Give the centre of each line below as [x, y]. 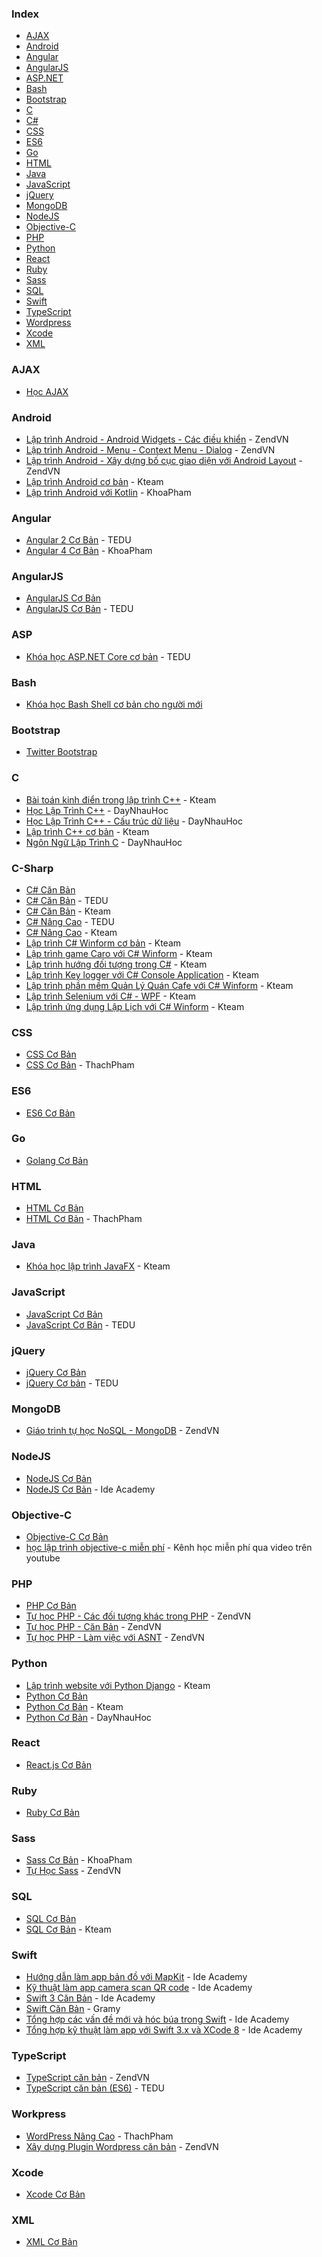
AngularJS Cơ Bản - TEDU [79, 609]
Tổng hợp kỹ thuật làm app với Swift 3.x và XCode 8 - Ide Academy [164, 2030]
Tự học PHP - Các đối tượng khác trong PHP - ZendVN [138, 1616]
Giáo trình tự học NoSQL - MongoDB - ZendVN [122, 1431]
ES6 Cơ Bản [50, 1113]
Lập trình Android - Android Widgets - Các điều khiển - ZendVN [157, 439]
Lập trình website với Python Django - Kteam [118, 1685]
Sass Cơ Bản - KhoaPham [79, 1860]
